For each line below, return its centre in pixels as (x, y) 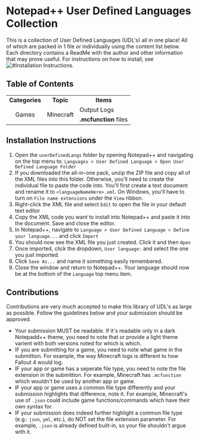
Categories (25, 100)
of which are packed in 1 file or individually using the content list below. (93, 46)
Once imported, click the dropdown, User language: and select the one (102, 249)
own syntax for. (34, 407)
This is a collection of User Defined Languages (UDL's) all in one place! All (97, 40)
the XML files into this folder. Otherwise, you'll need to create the (94, 179)
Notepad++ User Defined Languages (99, 11)
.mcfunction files (104, 119)
